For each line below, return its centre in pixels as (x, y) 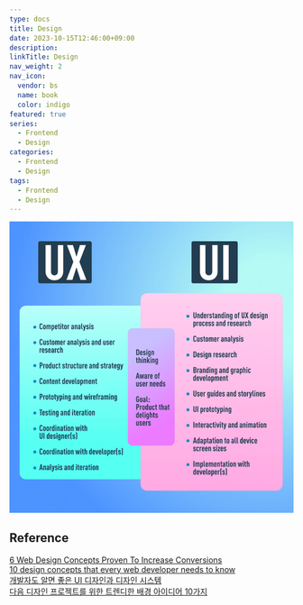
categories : (32, 152)
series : (24, 124)
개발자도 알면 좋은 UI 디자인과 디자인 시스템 (86, 580)
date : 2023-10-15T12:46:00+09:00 (72, 38)
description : (34, 48)
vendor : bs (38, 86)
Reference (39, 538)
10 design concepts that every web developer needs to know (123, 569)
